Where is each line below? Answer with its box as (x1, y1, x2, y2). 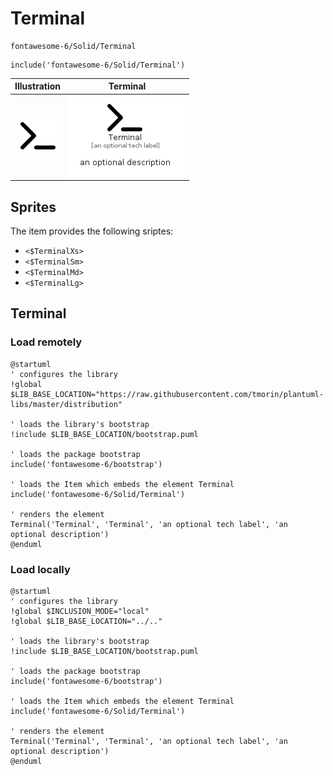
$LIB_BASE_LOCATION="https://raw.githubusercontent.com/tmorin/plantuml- (10, 389, 325, 399)
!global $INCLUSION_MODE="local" (10, 606, 150, 616)
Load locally (10, 562, 71, 576)
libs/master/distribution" (10, 399, 123, 409)
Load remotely (10, 335, 83, 349)
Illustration (14, 80, 62, 92)
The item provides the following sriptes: (10, 225, 174, 237)
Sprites (10, 198, 57, 216)
